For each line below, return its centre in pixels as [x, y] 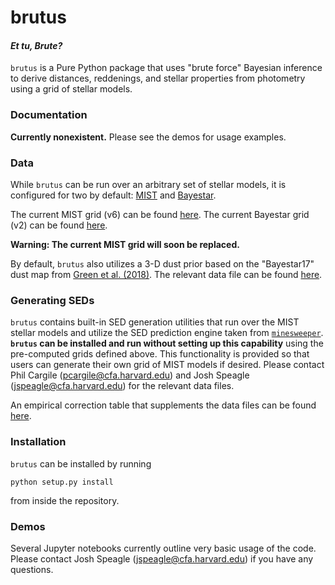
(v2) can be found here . [59, 225]
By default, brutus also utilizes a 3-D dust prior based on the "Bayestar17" [162, 263]
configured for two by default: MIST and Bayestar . [113, 195]
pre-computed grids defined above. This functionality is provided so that [160, 354]
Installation [38, 442]
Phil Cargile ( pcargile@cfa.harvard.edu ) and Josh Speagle [130, 375]
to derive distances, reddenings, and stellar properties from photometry [158, 78]
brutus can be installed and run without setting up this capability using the [167, 343]
